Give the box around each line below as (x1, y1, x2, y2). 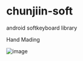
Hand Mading (6, 36, 41, 43)
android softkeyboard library (6, 24, 78, 31)
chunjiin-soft (6, 4, 73, 18)
